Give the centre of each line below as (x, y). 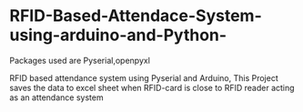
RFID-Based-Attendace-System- (136, 16)
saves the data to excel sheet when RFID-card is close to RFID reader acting (152, 87)
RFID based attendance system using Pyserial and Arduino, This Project (144, 77)
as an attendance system (56, 97)
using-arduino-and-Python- (118, 35)
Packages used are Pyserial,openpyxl (80, 60)
